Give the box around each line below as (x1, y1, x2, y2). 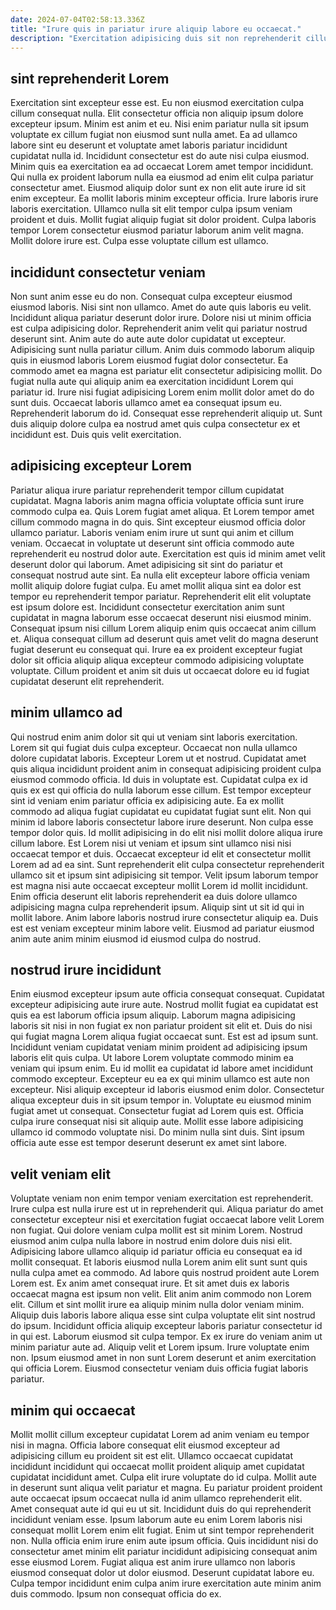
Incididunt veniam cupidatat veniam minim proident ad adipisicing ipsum (10, 1041, 308, 1053)
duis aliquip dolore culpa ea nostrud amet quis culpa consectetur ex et (10, 418, 301, 430)
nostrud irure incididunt (10, 962, 162, 979)
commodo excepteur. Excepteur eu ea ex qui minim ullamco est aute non (10, 1073, 310, 1085)
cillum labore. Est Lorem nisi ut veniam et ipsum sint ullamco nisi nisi (10, 837, 292, 849)
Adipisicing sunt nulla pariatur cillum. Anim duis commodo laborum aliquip (10, 344, 315, 355)
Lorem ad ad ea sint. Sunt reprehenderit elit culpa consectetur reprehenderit (10, 858, 325, 870)
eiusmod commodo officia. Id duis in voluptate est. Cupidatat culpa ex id (10, 773, 308, 785)
